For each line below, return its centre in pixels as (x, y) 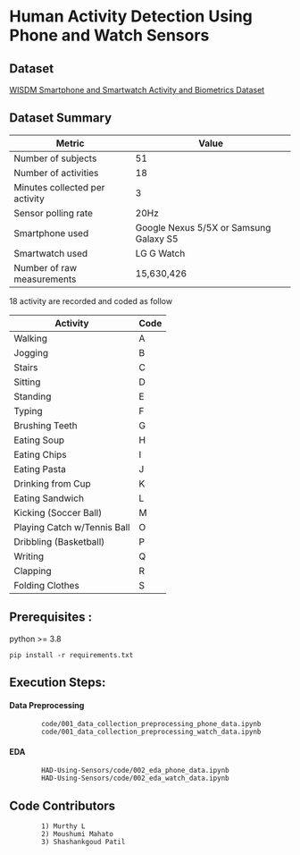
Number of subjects (55, 158)
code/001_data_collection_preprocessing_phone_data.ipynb (151, 724)
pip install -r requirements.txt (71, 655)
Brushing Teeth (46, 425)
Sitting (27, 382)
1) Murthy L (64, 826)
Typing (28, 411)
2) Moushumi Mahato (78, 834)
